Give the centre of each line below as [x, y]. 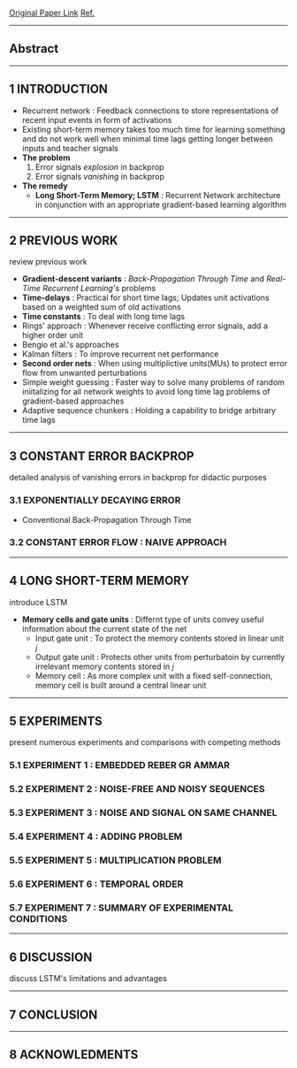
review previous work [49, 262]
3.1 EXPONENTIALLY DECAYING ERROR [95, 501]
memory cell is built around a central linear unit [121, 685]
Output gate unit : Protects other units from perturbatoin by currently [160, 657]
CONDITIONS [38, 918]
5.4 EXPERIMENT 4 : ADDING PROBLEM [96, 837]
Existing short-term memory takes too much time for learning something [153, 129]
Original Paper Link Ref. [52, 13]
